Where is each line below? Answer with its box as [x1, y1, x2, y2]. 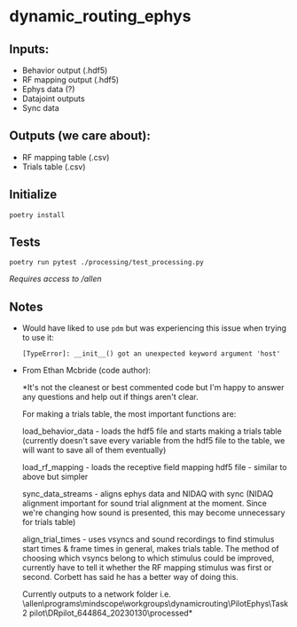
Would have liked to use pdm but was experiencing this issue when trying [21, 323, 286, 333]
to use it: [21, 333, 55, 343]
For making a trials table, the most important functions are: [21, 409, 237, 419]
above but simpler [21, 472, 89, 482]
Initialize [9, 187, 58, 202]
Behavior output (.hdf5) [21, 65, 108, 75]
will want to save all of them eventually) [21, 445, 167, 456]
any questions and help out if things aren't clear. [21, 392, 199, 403]
